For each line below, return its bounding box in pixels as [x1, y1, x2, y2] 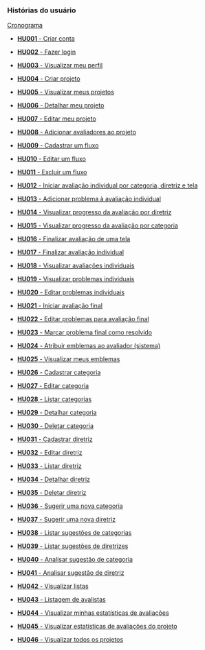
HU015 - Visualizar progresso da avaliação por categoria [17, 221, 179, 230]
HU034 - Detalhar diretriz [17, 475, 91, 484]
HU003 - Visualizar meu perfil [17, 61, 103, 70]
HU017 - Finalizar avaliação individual [17, 248, 125, 256]
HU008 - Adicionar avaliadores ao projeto [17, 128, 136, 136]
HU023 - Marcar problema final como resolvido [17, 328, 153, 336]
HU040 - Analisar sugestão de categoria [17, 556, 133, 564]
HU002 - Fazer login [17, 48, 76, 57]
